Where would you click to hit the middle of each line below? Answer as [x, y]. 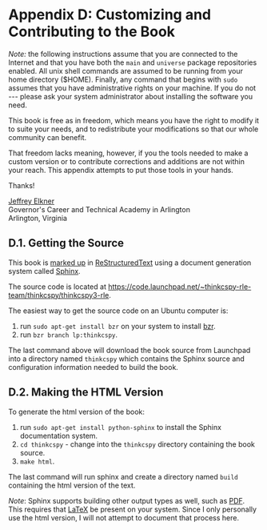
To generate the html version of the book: [77, 412]
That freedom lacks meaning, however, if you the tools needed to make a [128, 153]
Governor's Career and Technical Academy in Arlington [99, 209]
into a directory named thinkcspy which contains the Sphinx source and [127, 359]
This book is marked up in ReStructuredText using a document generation [130, 263]
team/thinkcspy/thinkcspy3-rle [59, 295]
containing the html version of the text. [72, 485]
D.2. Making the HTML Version [86, 393]
